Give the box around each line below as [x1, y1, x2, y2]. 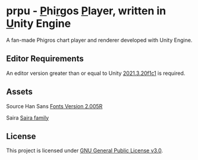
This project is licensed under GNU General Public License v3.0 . [6, 147, 164, 154]
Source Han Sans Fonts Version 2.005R [6, 102, 103, 109]
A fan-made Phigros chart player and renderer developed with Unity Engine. [6, 36, 193, 43]
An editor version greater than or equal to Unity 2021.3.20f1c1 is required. [6, 70, 186, 77]
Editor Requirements [6, 54, 84, 64]
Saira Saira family [6, 114, 49, 121]
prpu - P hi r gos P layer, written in [6, 4, 166, 18]
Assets [6, 87, 33, 97]
